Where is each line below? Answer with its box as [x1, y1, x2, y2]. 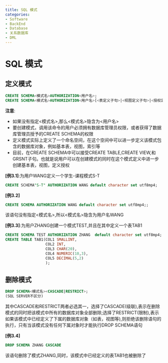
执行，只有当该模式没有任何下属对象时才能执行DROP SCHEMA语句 [5, 322, 143, 328]
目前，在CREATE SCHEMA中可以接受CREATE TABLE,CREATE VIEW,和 [12, 149, 156, 155]
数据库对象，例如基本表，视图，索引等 [21, 143, 100, 149]
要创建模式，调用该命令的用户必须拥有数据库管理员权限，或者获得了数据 [12, 124, 161, 130]
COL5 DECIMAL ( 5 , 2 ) [45, 255, 84, 260]
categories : [5, 12, 30, 17]
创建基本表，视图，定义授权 [12, 162, 70, 168]
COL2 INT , [45, 242, 66, 247]
